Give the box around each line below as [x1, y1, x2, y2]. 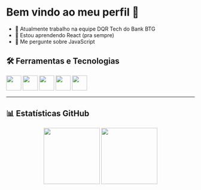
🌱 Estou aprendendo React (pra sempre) [14, 31, 115, 38]
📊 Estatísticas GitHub [6, 108, 90, 119]
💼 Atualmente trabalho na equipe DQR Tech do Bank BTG [14, 25, 156, 32]
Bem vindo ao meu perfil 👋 [6, 5, 139, 19]
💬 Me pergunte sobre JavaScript [14, 38, 95, 45]
